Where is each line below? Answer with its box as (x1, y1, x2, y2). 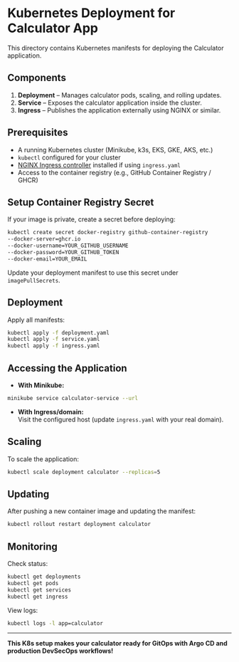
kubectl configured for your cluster (17, 153, 121, 162)
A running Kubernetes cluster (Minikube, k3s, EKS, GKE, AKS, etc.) (17, 145, 213, 154)
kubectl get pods (7, 579, 59, 587)
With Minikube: (17, 381, 65, 389)
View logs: (7, 606, 38, 614)
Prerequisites (7, 127, 68, 139)
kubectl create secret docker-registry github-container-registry (7, 229, 208, 236)
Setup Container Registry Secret (7, 196, 154, 208)
